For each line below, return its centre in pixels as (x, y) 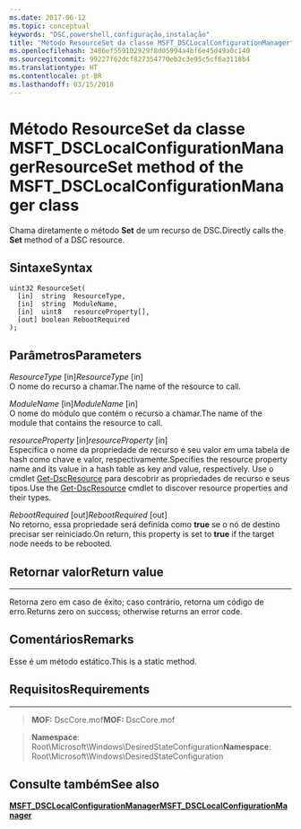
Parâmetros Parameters (76, 355)
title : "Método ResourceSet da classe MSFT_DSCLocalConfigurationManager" (152, 43)
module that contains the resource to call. (86, 423)
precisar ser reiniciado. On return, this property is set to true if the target (142, 534)
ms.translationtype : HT (54, 68)
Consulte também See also (84, 785)
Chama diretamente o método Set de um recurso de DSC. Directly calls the (146, 230)
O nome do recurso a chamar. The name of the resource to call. (125, 386)
